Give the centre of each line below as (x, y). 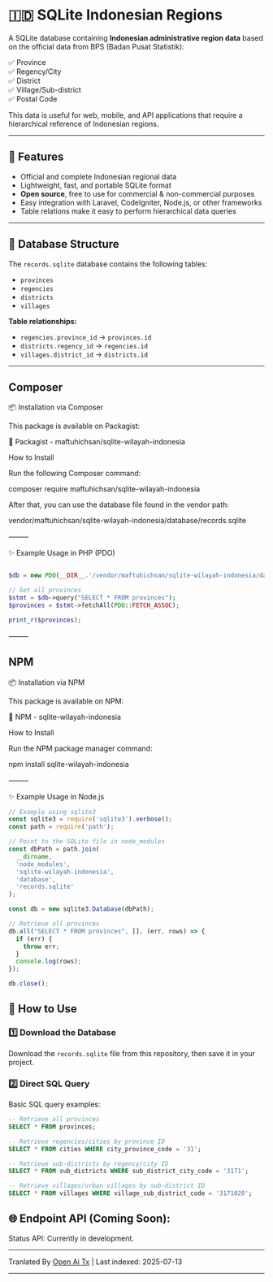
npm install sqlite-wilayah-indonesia (69, 764)
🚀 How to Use (43, 1009)
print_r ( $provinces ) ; (45, 620)
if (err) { (34, 939)
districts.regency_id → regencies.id (84, 345)
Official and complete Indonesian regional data (98, 176)
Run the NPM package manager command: (80, 748)
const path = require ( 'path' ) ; (61, 827)
